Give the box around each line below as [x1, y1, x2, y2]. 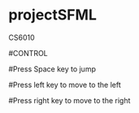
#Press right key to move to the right [8, 95, 131, 105]
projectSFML [8, 6, 98, 24]
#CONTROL [8, 48, 49, 58]
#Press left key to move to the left [8, 80, 121, 89]
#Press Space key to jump [8, 63, 96, 74]
